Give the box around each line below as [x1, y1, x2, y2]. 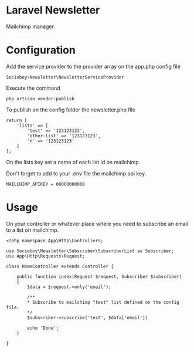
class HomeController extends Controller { [6, 263, 114, 269]
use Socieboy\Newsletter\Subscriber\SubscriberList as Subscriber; [6, 248, 175, 254]
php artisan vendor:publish [6, 96, 75, 101]
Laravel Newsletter [6, 4, 100, 17]
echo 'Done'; [27, 325, 59, 331]
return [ [6, 117, 28, 123]
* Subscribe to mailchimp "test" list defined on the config [27, 299, 180, 305]
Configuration [6, 43, 76, 57]
